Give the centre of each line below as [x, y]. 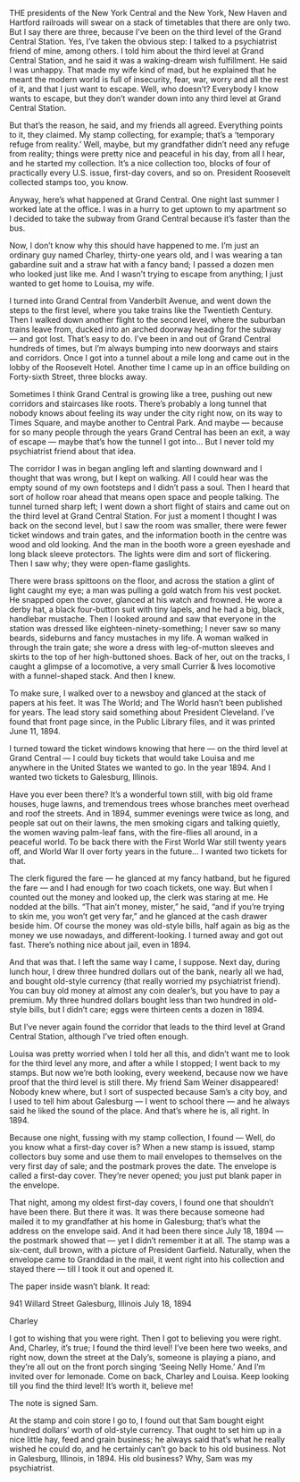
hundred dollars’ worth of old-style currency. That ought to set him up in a [146, 1430]
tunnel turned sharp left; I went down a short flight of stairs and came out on [150, 506]
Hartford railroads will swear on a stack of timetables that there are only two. [150, 22]
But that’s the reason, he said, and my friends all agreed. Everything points [146, 125]
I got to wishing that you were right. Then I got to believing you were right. [145, 1338]
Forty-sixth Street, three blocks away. [78, 377]
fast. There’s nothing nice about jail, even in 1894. [100, 944]
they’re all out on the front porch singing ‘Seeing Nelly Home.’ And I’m [137, 1367]
